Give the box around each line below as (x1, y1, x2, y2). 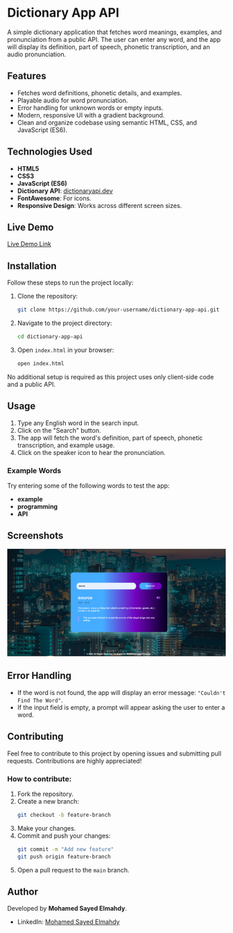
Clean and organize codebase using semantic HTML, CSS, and (17, 118, 198, 127)
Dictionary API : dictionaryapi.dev (17, 186, 113, 195)
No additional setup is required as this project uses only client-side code (7, 372, 214, 381)
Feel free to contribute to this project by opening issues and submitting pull (7, 749, 222, 758)
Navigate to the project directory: (17, 319, 112, 328)
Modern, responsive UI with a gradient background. (17, 111, 165, 119)
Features (7, 70, 46, 82)
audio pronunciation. (7, 50, 67, 58)
